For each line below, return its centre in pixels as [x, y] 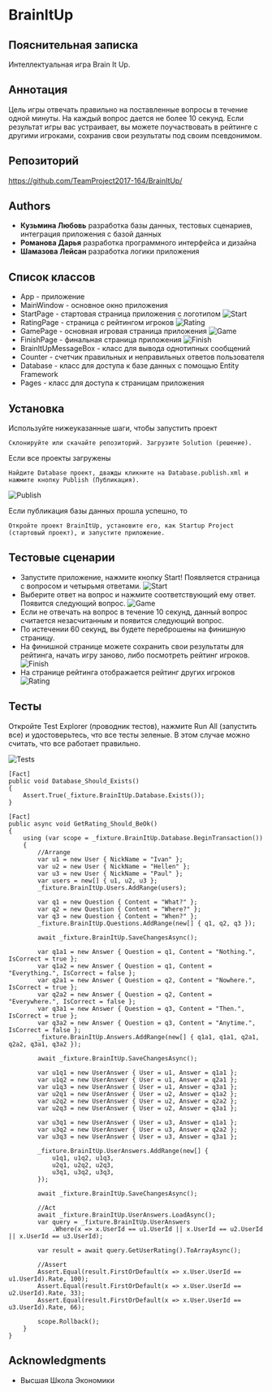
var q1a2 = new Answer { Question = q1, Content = [125, 966]
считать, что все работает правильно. [74, 743]
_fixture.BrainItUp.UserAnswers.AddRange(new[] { [123, 1151]
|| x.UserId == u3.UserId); [56, 1236]
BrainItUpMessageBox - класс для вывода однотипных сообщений [135, 349]
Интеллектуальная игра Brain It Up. [69, 64]
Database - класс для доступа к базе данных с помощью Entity [130, 366]
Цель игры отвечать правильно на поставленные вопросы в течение [128, 109]
